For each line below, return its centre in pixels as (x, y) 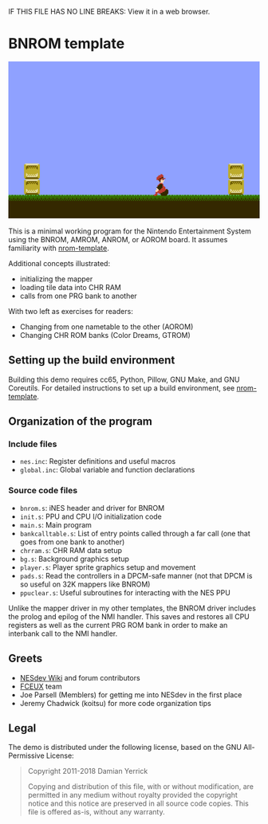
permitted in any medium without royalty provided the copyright (132, 795)
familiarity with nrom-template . (59, 248)
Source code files (43, 491)
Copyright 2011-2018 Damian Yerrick (88, 771)
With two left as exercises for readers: (71, 311)
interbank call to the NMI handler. (63, 634)
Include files (33, 444)
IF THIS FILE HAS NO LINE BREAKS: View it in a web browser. (109, 12)
